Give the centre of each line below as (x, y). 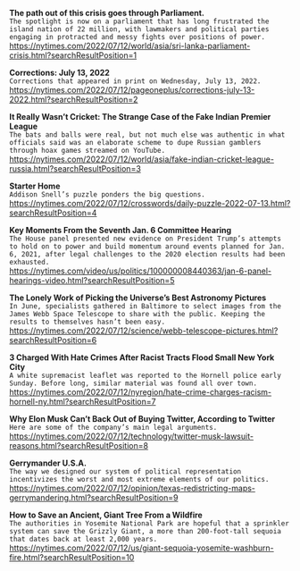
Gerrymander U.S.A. (48, 463)
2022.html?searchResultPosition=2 (74, 99)
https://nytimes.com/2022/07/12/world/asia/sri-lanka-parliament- (130, 46)
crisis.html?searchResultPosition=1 (73, 55)
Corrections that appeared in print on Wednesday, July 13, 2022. (135, 81)
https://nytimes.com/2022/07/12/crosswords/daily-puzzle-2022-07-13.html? (150, 203)
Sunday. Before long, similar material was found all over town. (133, 383)
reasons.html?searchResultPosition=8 (79, 445)
